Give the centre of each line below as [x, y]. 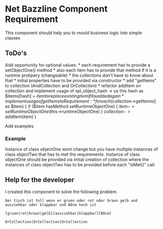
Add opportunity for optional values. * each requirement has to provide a [78, 65]
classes [13, 38]
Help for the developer [40, 180]
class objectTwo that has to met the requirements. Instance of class [73, 155]
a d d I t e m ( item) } [21, 116]
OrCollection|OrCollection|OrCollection [47, 222]
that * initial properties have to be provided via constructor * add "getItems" [81, 80]
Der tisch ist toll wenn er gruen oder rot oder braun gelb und [71, 200]
